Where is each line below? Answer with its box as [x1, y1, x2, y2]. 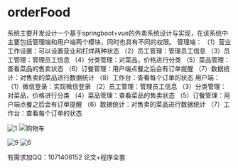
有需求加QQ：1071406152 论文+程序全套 [7, 152, 126, 161]
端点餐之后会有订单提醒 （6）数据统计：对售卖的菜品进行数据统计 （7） [13, 100, 224, 108]
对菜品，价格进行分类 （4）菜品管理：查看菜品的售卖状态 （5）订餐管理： [7, 90, 225, 100]
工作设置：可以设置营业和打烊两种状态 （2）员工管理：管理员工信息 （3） [7, 46, 225, 55]
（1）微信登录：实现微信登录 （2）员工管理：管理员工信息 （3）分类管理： [7, 82, 227, 90]
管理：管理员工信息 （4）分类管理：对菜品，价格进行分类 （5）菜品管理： [13, 55, 231, 64]
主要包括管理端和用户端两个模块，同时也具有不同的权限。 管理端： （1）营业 [7, 37, 232, 46]
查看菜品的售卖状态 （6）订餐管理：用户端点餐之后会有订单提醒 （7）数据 [7, 64, 224, 73]
